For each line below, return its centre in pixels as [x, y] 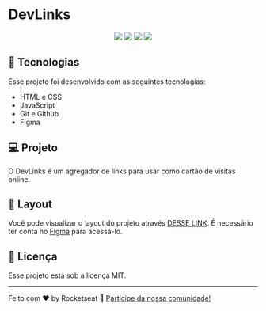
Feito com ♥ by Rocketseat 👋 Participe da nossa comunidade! [110, 298]
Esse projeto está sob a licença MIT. [67, 275]
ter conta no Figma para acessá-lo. [65, 232]
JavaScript [37, 105]
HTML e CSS [41, 97]
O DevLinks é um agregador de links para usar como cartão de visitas [122, 171]
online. [19, 179]
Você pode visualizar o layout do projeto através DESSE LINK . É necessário [131, 223]
